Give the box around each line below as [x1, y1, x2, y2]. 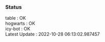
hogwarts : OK [5, 20, 36, 26]
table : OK [5, 15, 26, 21]
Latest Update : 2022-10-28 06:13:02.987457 [5, 31, 100, 37]
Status [5, 4, 22, 11]
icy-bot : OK [5, 26, 30, 32]
